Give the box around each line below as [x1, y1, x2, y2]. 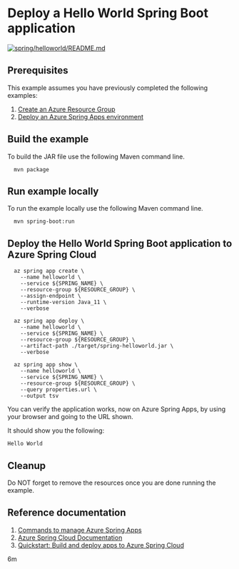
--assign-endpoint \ [20, 293, 81, 300]
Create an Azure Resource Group [17, 105, 116, 114]
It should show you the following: [7, 426, 105, 435]
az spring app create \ [14, 268, 84, 275]
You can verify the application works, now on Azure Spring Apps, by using [7, 405, 226, 413]
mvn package [14, 166, 50, 173]
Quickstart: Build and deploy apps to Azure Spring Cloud [17, 540, 184, 549]
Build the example [7, 134, 89, 146]
